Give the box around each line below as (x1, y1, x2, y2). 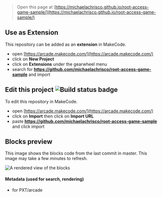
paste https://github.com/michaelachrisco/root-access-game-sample (12, 118, 158, 124)
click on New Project (12, 56, 54, 62)
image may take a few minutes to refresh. (5, 156, 88, 161)
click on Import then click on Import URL (12, 113, 94, 119)
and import (28, 72, 50, 77)
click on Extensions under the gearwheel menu (12, 61, 108, 67)
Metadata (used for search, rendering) (5, 176, 84, 182)
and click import (12, 124, 45, 129)
